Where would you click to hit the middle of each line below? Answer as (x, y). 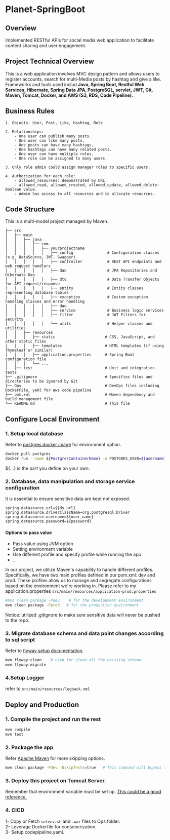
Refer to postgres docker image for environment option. (63, 445)
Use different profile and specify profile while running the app (77, 555)
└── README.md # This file (68, 404)
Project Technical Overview (50, 62)
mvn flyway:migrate (26, 665)
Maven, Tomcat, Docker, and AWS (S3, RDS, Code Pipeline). (69, 95)
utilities (16, 328)
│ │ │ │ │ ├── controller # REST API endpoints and (83, 262)
